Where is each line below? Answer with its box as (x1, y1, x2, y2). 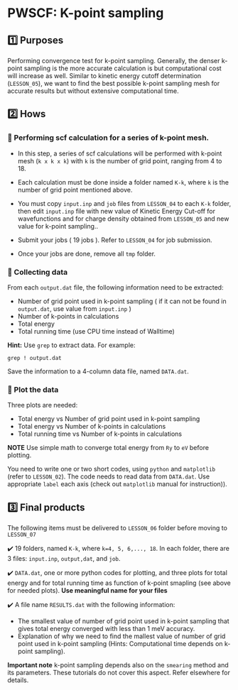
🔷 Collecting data (7, 267, 68, 277)
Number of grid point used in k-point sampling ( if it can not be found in (17, 297, 227, 305)
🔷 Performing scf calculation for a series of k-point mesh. (7, 133, 210, 143)
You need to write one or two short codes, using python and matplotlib (7, 465, 215, 473)
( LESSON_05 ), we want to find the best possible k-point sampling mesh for (7, 80, 220, 87)
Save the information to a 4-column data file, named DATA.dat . (7, 367, 190, 376)
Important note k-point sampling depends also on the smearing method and (7, 661, 229, 669)
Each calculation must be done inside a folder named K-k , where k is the (17, 177, 229, 186)
